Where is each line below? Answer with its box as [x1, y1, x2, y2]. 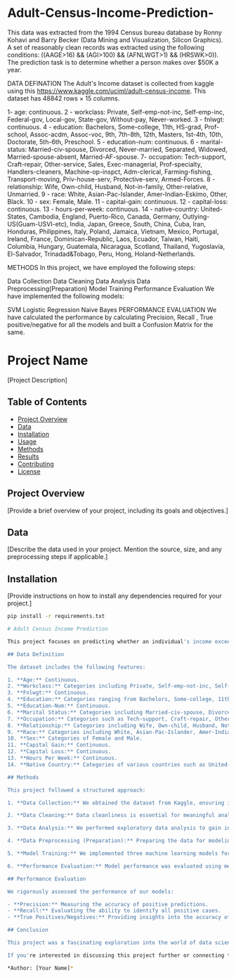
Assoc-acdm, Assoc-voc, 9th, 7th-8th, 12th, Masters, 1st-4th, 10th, [29, 130, 223, 139]
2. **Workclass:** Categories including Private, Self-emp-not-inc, [7, 683, 212, 690]
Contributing [17, 459, 54, 468]
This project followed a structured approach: [7, 786, 146, 794]
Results [17, 452, 39, 461]
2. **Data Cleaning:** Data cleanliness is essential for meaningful [7, 812, 216, 819]
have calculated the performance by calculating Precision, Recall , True [7, 313, 214, 321]
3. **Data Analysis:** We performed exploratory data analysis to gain [7, 825, 221, 832]
